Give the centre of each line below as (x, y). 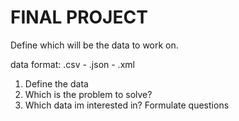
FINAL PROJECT (79, 17)
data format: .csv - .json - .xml (72, 64)
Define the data (56, 83)
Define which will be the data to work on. (94, 45)
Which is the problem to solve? (88, 94)
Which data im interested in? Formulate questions (127, 105)
